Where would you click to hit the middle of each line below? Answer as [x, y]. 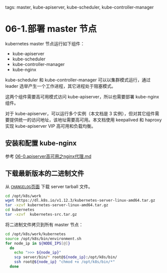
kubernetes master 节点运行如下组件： [45, 43]
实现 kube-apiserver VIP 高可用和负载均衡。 [50, 126]
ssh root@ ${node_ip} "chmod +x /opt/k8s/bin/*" [64, 262]
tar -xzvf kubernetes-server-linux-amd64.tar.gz [57, 205]
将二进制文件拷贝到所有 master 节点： [44, 225]
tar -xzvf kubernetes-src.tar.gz [41, 215]
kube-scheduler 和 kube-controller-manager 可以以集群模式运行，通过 [78, 80]
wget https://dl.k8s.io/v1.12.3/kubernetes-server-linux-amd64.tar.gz [80, 201]
